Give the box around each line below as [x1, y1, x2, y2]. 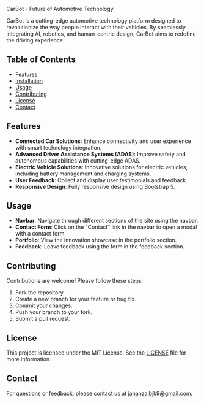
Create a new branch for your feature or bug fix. [15, 296, 136, 303]
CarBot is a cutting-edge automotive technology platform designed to [6, 17, 181, 24]
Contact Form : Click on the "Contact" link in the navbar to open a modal [15, 223, 197, 231]
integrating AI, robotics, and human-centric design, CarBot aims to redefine [6, 30, 197, 37]
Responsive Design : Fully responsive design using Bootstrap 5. [15, 183, 175, 190]
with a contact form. [15, 230, 66, 237]
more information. [6, 356, 51, 363]
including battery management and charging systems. [15, 170, 151, 177]
